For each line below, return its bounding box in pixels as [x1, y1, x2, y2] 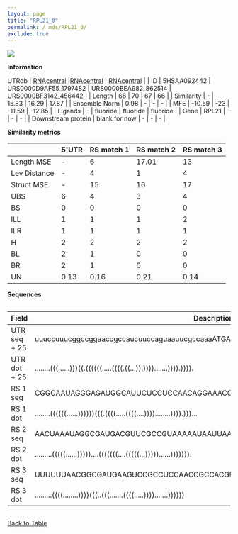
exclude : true [7, 30, 50, 38]
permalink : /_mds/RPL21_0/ [7, 23, 87, 30]
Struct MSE [11, 180, 48, 190]
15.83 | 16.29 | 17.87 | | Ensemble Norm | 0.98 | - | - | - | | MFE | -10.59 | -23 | [7, 99, 230, 108]
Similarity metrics [7, 128, 62, 137]
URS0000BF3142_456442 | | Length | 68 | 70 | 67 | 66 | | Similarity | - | [7, 91, 214, 100]
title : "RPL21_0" [7, 17, 59, 24]
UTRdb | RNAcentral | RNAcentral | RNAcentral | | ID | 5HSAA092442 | [7, 77, 211, 85]
